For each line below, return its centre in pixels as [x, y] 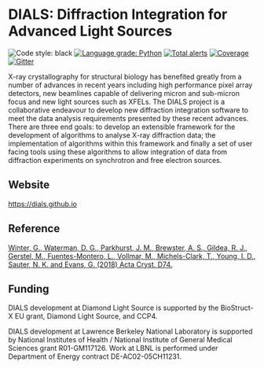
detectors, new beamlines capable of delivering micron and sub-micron [124, 93]
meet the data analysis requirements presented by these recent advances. [128, 118]
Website [29, 185]
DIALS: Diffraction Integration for [118, 15]
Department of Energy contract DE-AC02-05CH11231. [95, 356]
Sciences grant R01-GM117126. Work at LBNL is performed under [113, 349]
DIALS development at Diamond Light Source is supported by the [114, 308]
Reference [34, 229]
